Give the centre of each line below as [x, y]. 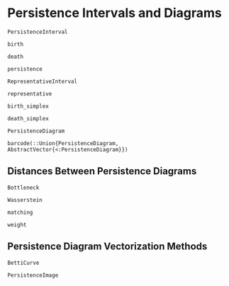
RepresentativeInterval [43, 81]
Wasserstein [25, 200]
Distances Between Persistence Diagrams [102, 171]
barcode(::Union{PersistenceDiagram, [63, 143]
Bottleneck [23, 188]
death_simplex [28, 118]
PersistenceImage [33, 275]
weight [17, 224]
